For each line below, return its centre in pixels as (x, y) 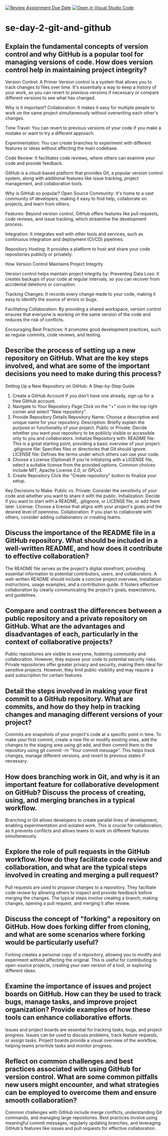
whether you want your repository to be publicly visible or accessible (83, 433)
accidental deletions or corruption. (41, 284)
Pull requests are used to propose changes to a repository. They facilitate (81, 887)
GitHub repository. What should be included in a (81, 541)
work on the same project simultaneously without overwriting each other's (82, 113)
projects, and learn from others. (38, 204)
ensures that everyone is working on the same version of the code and (78, 314)
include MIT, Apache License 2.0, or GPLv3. (57, 470)
